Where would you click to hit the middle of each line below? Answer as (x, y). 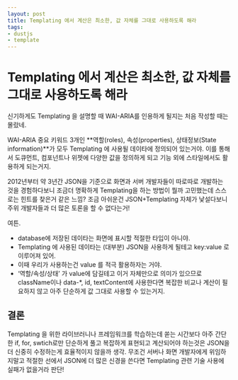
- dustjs (20, 34)
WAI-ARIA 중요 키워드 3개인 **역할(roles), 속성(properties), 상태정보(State (112, 140)
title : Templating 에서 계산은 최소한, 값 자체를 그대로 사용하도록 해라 (102, 21)
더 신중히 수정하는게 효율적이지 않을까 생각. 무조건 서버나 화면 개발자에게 (107, 352)
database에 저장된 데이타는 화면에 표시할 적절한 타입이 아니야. (104, 238)
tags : (15, 27)
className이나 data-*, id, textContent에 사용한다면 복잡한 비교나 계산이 (119, 282)
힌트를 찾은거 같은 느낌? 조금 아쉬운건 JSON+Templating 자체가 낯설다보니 (124, 200)
